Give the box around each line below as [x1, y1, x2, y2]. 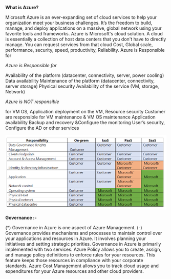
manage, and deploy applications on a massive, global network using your [5, 25, 162, 31]
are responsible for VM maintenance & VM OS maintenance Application [5, 114, 156, 120]
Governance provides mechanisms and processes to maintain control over [5, 230, 162, 236]
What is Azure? [5, 5, 39, 10]
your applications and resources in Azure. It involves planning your [5, 235, 146, 242]
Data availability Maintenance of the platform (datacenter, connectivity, [5, 78, 155, 84]
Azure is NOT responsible [5, 98, 59, 105]
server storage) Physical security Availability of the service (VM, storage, [5, 83, 160, 89]
